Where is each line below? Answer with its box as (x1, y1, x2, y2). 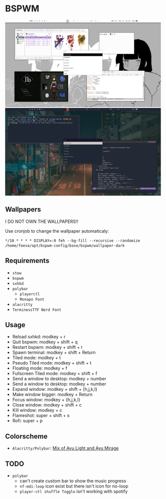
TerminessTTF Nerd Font (12, 307, 62, 312)
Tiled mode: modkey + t (12, 355, 61, 361)
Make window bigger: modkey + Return (12, 391, 93, 398)
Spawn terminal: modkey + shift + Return (12, 349, 96, 356)
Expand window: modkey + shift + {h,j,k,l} (12, 386, 98, 392)
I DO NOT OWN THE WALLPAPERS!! (5, 218, 79, 224)
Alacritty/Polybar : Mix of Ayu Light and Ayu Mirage (12, 445, 119, 451)
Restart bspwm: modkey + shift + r (12, 344, 83, 350)
